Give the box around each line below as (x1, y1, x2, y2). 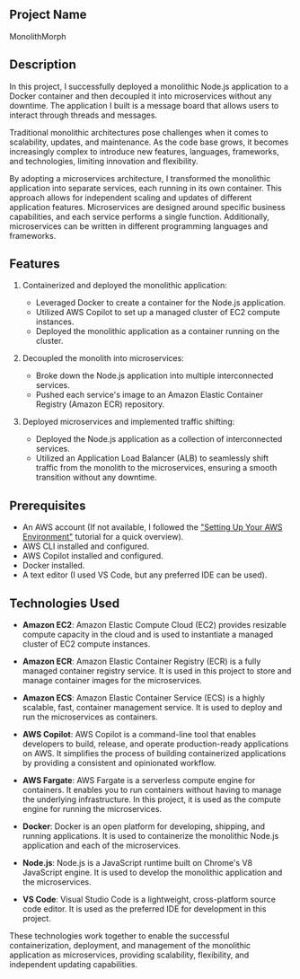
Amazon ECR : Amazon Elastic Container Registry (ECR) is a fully (22, 656, 261, 667)
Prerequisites (9, 498, 86, 513)
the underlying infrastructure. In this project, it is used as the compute (22, 794, 281, 805)
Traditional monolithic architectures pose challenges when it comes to (9, 127, 269, 137)
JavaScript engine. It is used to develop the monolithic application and (22, 867, 283, 878)
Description (9, 57, 76, 73)
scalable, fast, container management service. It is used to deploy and (22, 702, 283, 713)
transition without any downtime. (35, 472, 157, 483)
